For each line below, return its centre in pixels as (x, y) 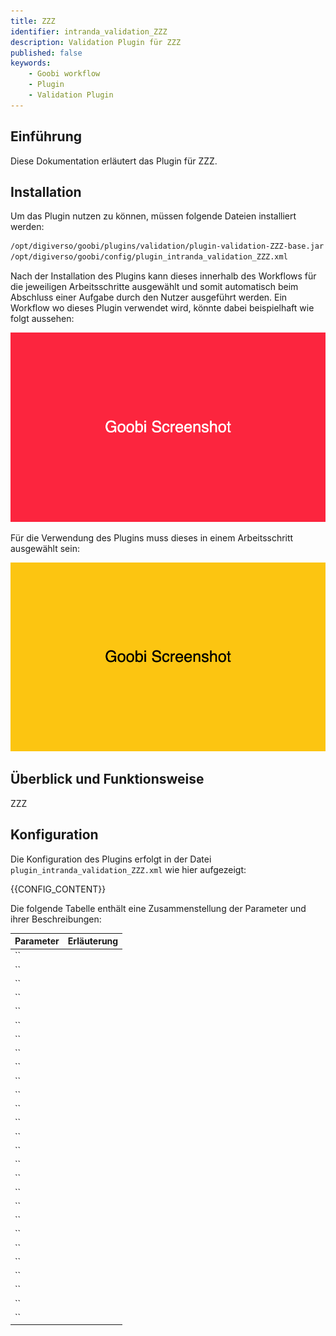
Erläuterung (93, 941)
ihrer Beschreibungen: (56, 919)
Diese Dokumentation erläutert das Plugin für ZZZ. (114, 161)
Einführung (46, 136)
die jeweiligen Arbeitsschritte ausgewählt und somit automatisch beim (154, 287)
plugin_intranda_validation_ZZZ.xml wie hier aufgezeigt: (128, 869)
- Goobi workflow (64, 74)
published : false (46, 53)
